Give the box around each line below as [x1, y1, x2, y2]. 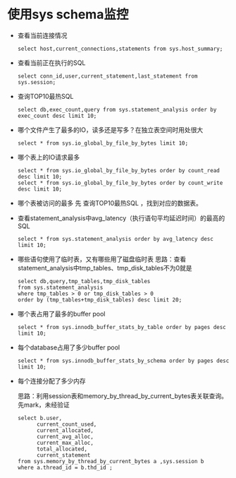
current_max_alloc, [36, 439, 94, 446]
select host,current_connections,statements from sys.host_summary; [17, 45, 223, 52]
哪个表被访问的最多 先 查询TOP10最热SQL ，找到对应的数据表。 [17, 198, 203, 207]
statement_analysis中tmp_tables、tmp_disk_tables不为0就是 [17, 263, 192, 272]
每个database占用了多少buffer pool [17, 343, 120, 352]
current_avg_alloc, [36, 433, 94, 440]
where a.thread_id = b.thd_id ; [17, 464, 113, 471]
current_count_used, [36, 421, 97, 428]
